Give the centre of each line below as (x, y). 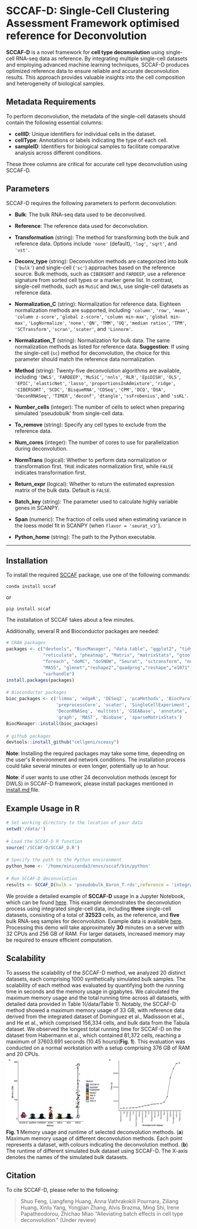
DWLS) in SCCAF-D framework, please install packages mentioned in (90, 784)
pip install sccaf (28, 609)
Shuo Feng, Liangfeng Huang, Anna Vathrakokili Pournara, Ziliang (99, 1201)
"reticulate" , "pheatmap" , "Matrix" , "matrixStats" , (109, 655)
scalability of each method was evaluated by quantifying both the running (95, 985)
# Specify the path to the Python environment (64, 860)
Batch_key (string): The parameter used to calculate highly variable (96, 501)
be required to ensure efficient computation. (60, 940)
